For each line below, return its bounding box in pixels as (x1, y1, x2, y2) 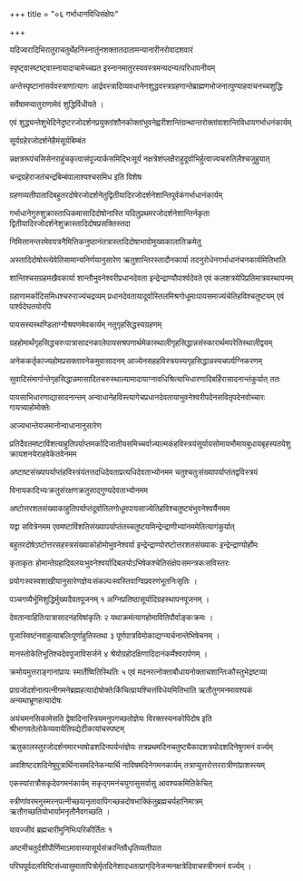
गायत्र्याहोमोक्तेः (9, 402, 51, 412)
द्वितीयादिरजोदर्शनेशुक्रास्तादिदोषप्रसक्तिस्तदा (9, 218, 131, 229)
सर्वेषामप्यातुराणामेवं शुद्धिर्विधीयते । (9, 99, 104, 109)
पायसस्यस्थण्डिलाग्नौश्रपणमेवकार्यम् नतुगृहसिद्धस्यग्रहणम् (9, 319, 162, 330)
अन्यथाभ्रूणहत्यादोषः (9, 695, 63, 706)
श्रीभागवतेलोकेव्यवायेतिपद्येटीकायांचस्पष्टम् (9, 723, 125, 734)
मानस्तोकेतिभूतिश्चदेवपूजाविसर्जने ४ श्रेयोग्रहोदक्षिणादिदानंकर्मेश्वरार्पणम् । (9, 648, 209, 658)
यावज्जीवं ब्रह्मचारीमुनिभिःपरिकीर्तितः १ (9, 825, 113, 835)
